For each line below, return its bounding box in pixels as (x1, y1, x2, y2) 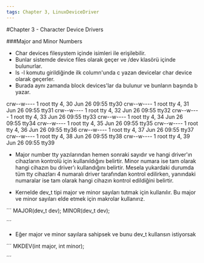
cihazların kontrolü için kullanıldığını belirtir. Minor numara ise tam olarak (15, 157, 197, 165)
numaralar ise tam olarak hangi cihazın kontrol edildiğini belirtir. (15, 176, 174, 184)
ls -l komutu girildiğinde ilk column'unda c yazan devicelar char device (15, 68, 192, 76)
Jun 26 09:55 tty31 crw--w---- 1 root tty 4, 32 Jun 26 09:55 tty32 (6, 106, 171, 113)
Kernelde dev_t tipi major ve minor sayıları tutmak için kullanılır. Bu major (15, 189, 196, 196)
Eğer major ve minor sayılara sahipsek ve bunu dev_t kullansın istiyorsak (15, 230, 196, 238)
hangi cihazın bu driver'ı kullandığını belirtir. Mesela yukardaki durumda (15, 164, 194, 171)
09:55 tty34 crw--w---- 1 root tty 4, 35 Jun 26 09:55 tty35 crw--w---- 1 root (6, 120, 199, 127)
